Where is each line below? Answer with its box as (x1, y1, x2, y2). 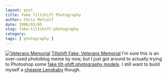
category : (5, 31, 27, 36)
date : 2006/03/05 (5, 22, 43, 27)
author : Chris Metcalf (5, 17, 54, 22)
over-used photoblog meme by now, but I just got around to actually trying (5, 55, 162, 62)
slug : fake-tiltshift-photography (5, 27, 79, 32)
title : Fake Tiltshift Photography (5, 12, 81, 17)
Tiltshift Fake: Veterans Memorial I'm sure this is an (51, 50, 159, 56)
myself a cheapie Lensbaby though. (5, 66, 81, 72)
